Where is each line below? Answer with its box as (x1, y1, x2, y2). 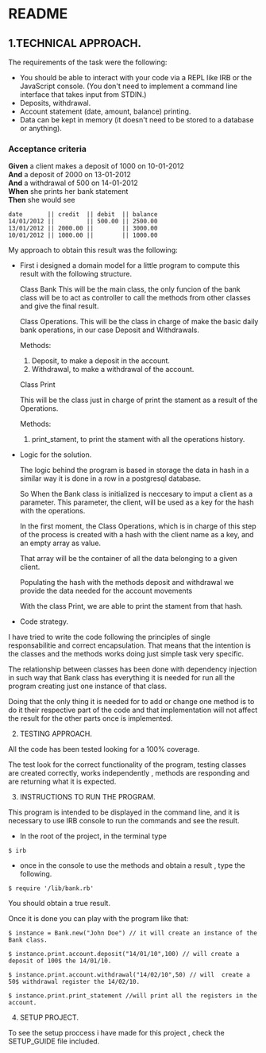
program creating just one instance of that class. (8, 681, 167, 691)
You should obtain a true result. (8, 899, 111, 908)
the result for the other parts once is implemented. (8, 714, 173, 723)
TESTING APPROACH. (19, 729, 93, 739)
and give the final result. (19, 301, 99, 311)
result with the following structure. (19, 269, 133, 279)
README (8, 5, 68, 23)
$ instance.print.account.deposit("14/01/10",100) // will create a (8, 950, 240, 958)
